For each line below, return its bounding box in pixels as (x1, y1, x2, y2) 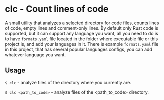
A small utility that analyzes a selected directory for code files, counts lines (5, 20, 159, 26)
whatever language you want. (5, 51, 66, 58)
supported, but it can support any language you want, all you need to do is (5, 30, 158, 36)
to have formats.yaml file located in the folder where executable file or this (5, 36, 158, 42)
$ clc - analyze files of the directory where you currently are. (5, 79, 131, 85)
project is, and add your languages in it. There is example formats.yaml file (5, 41, 159, 47)
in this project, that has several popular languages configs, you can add (5, 46, 152, 52)
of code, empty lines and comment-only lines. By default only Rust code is (5, 25, 158, 31)
